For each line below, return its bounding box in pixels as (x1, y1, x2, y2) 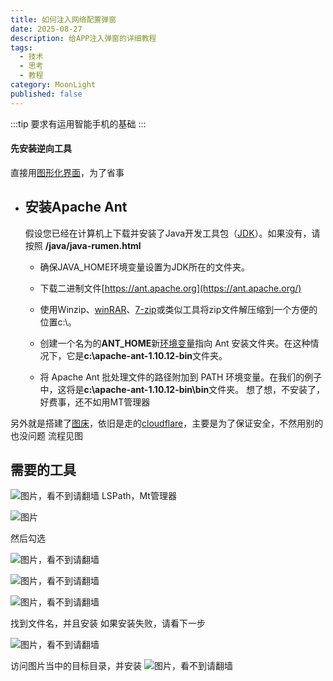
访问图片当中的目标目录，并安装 (10, 660, 142, 672)
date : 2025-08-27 (10, 24, 83, 34)
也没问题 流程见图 (10, 429, 83, 441)
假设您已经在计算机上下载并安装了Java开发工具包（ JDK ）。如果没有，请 (24, 227, 321, 239)
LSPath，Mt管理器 (101, 490, 177, 502)
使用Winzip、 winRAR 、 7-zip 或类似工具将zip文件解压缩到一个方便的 (39, 303, 318, 315)
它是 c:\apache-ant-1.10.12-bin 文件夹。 (66, 349, 228, 361)
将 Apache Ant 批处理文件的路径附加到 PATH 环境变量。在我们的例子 (39, 371, 323, 383)
